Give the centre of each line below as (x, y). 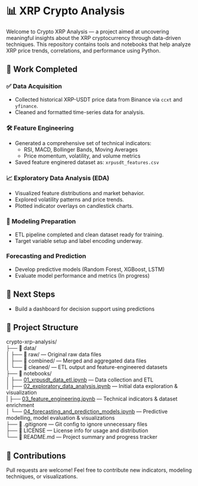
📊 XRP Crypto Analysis (66, 11)
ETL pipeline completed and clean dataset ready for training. (89, 234)
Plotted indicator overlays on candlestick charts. (74, 206)
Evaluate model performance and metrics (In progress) (82, 275)
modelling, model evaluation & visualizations (61, 418)
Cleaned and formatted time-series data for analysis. (80, 112)
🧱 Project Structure (42, 327)
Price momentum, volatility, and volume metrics (82, 156)
